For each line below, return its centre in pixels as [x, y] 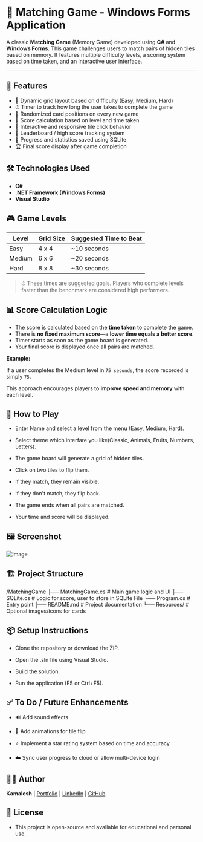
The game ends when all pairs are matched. [70, 505]
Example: [18, 359]
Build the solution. [37, 671]
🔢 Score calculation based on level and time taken [77, 120]
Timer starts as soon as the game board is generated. [82, 341]
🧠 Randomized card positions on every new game [77, 114]
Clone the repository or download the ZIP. [67, 648]
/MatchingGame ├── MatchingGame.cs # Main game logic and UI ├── [95, 592]
